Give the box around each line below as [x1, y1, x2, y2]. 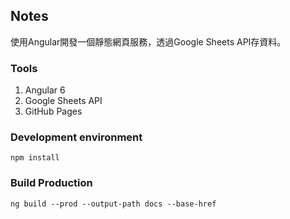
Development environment [10, 130, 143, 144]
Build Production [10, 176, 93, 190]
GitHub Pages [24, 105, 83, 118]
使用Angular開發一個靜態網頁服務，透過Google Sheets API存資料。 [10, 35, 287, 48]
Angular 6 [24, 84, 66, 96]
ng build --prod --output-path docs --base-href [10, 199, 217, 209]
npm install [10, 153, 60, 163]
